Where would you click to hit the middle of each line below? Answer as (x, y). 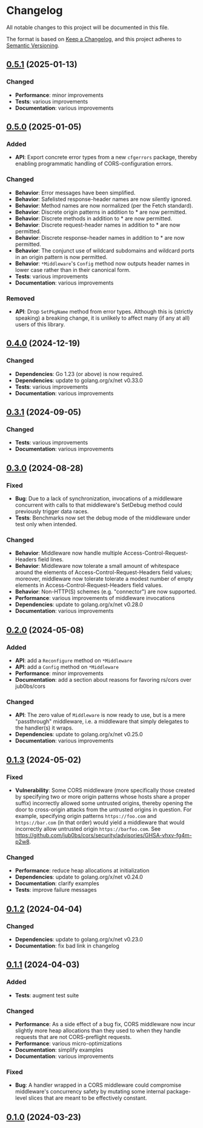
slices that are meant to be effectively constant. (88, 1098)
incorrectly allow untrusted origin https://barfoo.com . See (88, 829)
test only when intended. (46, 524)
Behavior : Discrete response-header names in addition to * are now (100, 237)
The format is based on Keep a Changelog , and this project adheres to (94, 39)
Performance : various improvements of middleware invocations (95, 598)
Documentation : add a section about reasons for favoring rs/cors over (103, 679)
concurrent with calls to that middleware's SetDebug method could (99, 505)
